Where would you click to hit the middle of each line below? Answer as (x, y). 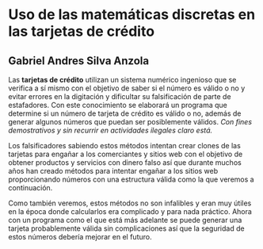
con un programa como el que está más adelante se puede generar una (125, 220)
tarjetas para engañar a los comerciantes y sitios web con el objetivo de (126, 154)
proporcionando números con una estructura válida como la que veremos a (131, 179)
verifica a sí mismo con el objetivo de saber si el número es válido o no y (127, 88)
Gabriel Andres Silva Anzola (78, 61)
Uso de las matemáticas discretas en (132, 15)
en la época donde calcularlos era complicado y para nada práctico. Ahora (130, 211)
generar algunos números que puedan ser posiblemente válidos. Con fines (130, 122)
